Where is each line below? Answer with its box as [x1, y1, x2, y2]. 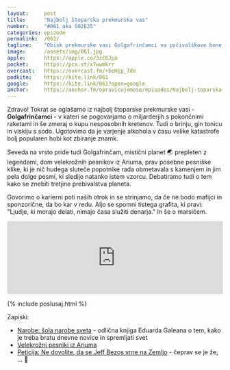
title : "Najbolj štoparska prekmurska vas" [7, 16, 149, 23]
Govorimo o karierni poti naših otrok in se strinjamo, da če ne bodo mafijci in [7, 193, 222, 201]
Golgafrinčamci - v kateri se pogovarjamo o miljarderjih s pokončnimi [7, 112, 204, 121]
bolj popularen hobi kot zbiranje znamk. [7, 134, 118, 143]
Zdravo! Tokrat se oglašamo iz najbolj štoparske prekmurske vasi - [7, 106, 195, 114]
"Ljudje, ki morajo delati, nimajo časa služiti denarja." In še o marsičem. [7, 208, 207, 216]
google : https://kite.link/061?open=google [7, 80, 146, 87]
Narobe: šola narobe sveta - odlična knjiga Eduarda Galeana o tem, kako [16, 326, 221, 334]
